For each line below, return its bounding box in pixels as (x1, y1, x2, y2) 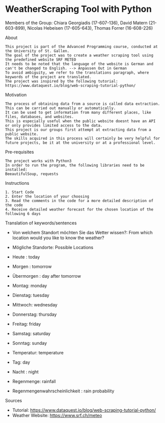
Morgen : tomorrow (12, 263, 52, 269)
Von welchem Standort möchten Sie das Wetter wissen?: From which (12, 229, 153, 235)
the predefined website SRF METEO (5, 57, 77, 62)
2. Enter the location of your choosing (5, 194, 90, 199)
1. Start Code (5, 189, 35, 195)
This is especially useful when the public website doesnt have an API (5, 119, 156, 124)
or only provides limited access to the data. (5, 123, 103, 128)
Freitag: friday (12, 321, 41, 327)
